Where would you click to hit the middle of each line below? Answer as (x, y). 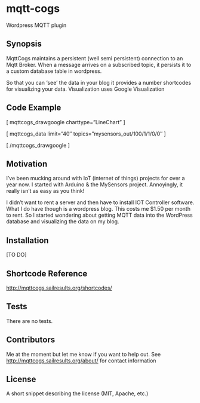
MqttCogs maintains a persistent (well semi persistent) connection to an (95, 58)
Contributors (31, 340)
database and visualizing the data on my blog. (63, 222)
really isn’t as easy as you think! (45, 191)
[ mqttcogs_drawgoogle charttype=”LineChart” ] (66, 122)
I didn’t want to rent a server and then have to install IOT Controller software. (100, 202)
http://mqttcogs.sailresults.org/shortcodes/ (59, 288)
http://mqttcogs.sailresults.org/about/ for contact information (81, 361)
